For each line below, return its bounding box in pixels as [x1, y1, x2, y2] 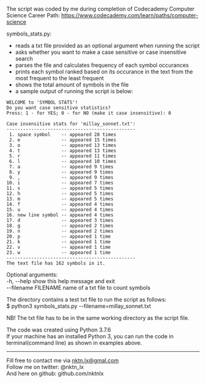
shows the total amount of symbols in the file [15, 81, 129, 88]
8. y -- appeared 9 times [9, 169, 114, 175]
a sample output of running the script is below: [15, 88, 134, 94]
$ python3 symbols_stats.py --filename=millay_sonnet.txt [6, 303, 151, 309]
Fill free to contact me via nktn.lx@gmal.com [6, 357, 119, 364]
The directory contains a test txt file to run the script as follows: [6, 296, 167, 303]
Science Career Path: [6, 12, 60, 19]
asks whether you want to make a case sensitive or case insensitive [15, 48, 187, 56]
